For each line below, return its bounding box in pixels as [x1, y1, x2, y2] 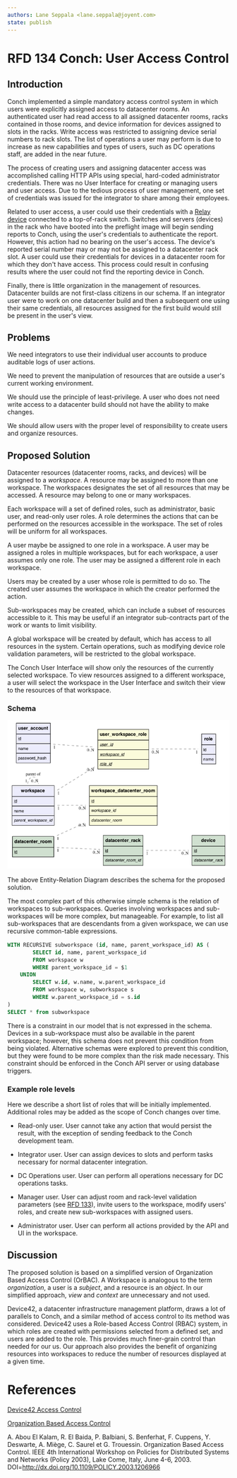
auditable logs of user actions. [7, 358, 95, 366]
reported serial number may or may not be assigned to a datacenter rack [7, 245, 219, 253]
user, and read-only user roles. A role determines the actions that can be [7, 512, 219, 521]
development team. [17, 1136, 74, 1145]
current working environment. [7, 379, 94, 388]
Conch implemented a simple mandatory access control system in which [7, 97, 219, 105]
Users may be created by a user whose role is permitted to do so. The [7, 577, 210, 586]
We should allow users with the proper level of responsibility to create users [7, 422, 228, 430]
